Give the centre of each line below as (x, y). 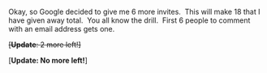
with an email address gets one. (62, 29)
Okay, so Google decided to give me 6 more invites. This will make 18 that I (134, 12)
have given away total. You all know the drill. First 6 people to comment (129, 20)
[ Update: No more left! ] (48, 60)
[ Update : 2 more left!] (45, 45)
